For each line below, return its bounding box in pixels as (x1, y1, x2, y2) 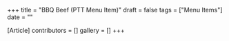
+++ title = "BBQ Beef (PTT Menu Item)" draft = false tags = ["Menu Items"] (7, 6, 223, 14)
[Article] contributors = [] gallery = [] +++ (7, 27, 126, 34)
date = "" (7, 13, 33, 21)
